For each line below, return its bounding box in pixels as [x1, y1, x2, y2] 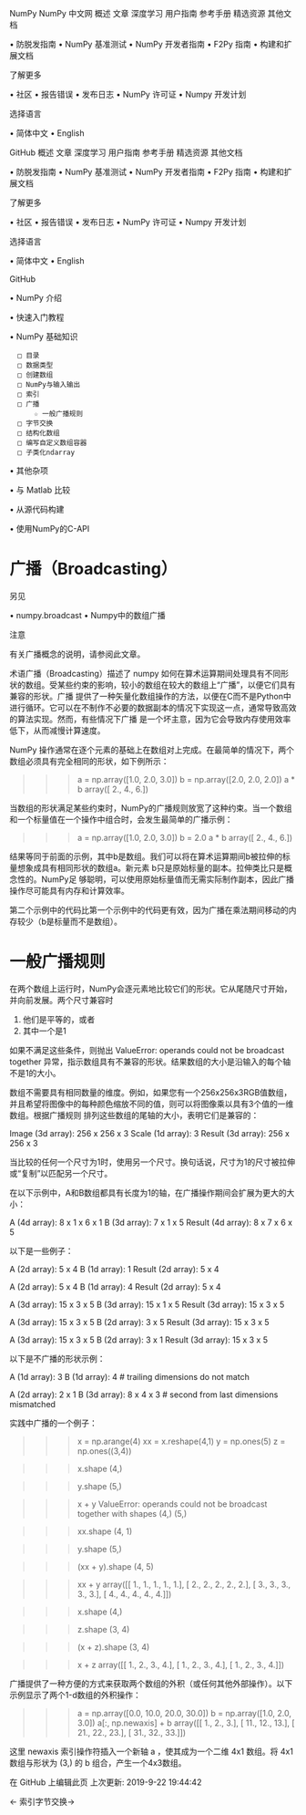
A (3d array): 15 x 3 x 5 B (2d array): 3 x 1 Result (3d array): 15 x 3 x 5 [9, 1334, 269, 1345]
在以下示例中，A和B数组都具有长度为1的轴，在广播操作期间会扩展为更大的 [9, 1187, 287, 1198]
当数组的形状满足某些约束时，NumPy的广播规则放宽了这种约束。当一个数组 [9, 802, 292, 814]
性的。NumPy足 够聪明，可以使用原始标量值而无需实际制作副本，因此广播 [16, 874, 294, 885]
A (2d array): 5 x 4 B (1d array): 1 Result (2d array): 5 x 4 [9, 1263, 220, 1274]
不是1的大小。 [9, 1067, 61, 1078]
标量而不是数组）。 [54, 916, 123, 927]
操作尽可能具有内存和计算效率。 [9, 885, 129, 896]
